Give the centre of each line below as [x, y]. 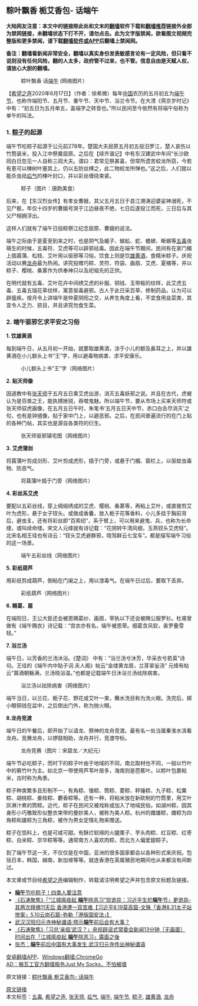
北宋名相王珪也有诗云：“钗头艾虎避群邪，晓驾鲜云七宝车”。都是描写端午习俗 [99, 536]
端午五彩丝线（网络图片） [52, 555]
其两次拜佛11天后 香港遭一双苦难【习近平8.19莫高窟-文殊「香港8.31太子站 [103, 907]
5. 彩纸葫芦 [19, 568]
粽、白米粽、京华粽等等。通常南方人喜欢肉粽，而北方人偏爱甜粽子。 [89, 840]
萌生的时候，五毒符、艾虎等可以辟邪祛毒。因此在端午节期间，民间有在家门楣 [99, 248]
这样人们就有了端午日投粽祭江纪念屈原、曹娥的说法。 [71, 228]
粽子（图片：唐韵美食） [49, 189]
